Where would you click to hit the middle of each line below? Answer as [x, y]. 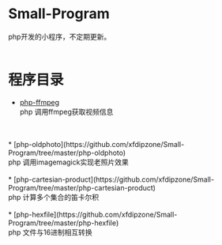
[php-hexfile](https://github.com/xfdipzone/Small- [95, 214]
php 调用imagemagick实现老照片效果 [68, 162]
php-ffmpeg [40, 102]
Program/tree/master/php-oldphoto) [67, 153]
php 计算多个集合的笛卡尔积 [54, 197]
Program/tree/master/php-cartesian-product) [82, 187]
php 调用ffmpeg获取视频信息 [66, 111]
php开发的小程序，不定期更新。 [60, 36]
